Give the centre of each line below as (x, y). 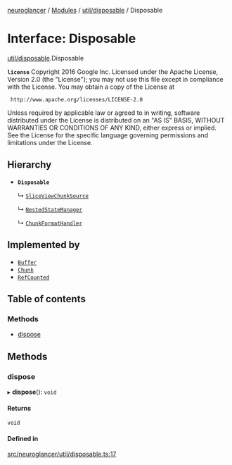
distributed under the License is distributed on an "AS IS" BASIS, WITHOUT (116, 120)
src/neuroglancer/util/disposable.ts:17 (62, 454)
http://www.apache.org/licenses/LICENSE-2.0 (76, 99)
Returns (19, 408)
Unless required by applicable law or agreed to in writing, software (104, 113)
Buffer (27, 262)
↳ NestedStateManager (50, 209)
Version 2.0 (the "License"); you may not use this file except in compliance (115, 79)
